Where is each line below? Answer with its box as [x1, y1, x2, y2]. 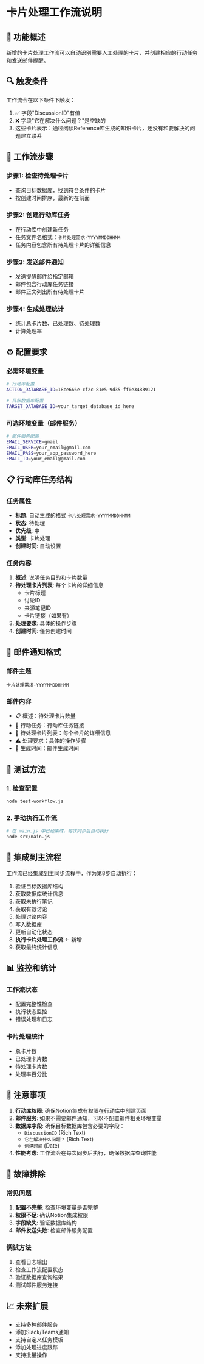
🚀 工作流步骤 [6, 152, 53, 162]
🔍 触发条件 [6, 76, 49, 87]
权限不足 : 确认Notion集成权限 [15, 1212, 89, 1219]
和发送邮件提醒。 [6, 57, 49, 64]
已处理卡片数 [15, 1055, 47, 1062]
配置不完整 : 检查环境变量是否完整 [15, 1204, 98, 1211]
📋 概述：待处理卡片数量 [15, 712, 76, 719]
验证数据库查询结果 [15, 1274, 64, 1281]
